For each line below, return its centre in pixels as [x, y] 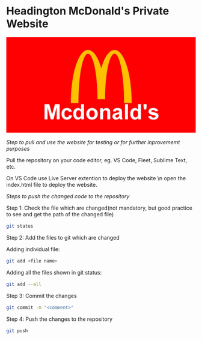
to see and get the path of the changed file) [60, 214]
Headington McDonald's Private [88, 11]
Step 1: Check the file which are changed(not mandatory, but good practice [99, 208]
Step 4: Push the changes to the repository [60, 319]
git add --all [24, 284]
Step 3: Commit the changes [41, 296]
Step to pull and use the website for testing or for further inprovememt [93, 142]
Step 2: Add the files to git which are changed [63, 238]
